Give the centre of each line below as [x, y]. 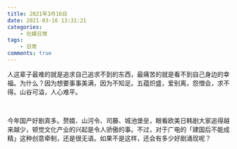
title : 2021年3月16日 [37, 14]
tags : [15, 40]
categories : [25, 27]
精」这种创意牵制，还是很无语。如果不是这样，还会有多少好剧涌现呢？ [109, 138]
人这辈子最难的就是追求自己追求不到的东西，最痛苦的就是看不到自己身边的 [115, 74]
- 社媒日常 [34, 34]
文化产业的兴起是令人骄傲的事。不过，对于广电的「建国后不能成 [137, 129]
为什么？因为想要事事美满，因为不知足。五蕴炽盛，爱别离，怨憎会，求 [121, 83]
